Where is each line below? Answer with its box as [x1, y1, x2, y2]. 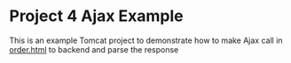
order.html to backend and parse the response [9, 44, 179, 54]
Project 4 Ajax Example [9, 6, 184, 26]
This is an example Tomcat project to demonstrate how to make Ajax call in [9, 35, 283, 45]
